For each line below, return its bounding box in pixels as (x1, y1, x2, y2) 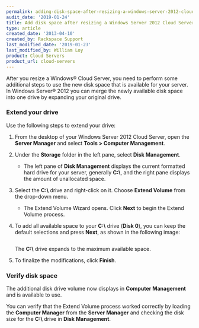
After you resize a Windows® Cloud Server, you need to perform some (6, 75, 178, 82)
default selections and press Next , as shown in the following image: (14, 228, 181, 235)
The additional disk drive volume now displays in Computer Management (6, 285, 187, 292)
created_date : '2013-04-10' (6, 31, 76, 37)
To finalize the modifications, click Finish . (14, 256, 117, 264)
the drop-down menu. (14, 193, 69, 200)
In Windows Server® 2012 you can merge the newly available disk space (6, 87, 183, 94)
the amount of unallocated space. (23, 175, 106, 182)
